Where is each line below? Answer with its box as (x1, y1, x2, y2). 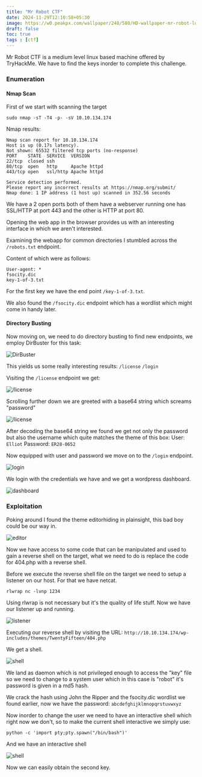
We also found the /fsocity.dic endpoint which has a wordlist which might (6, 299, 192, 306)
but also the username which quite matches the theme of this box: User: (6, 434, 185, 441)
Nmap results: (6, 125, 41, 133)
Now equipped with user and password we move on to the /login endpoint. (6, 452, 194, 459)
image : (6, 20, 23, 26)
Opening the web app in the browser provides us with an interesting (6, 218, 174, 226)
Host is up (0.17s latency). (6, 142, 79, 148)
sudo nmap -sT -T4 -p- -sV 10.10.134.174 (6, 115, 112, 121)
